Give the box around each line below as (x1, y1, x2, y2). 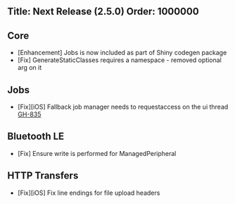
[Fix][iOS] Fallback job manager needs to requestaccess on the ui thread (17, 102, 229, 112)
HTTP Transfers (7, 169, 79, 182)
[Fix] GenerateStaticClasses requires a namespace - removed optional (17, 56, 222, 64)
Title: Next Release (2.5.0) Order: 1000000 (7, 6, 199, 18)
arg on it (17, 64, 42, 72)
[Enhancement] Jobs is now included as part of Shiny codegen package (17, 49, 227, 57)
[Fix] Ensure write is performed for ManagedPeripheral (17, 149, 177, 157)
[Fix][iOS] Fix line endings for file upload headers (17, 188, 160, 197)
